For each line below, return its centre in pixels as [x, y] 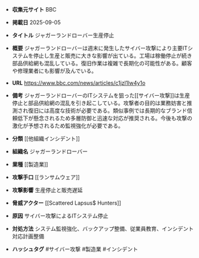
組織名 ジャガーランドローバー [50, 151]
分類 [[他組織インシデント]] [46, 138]
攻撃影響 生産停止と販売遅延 [47, 190]
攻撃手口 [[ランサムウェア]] [46, 177]
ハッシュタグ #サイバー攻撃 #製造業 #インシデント [75, 249]
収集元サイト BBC [34, 9]
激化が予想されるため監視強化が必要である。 [68, 126]
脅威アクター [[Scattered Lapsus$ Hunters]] [67, 203]
